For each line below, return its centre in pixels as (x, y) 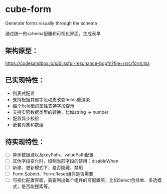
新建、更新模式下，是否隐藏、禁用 (48, 167)
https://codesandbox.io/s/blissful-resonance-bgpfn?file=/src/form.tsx (77, 63)
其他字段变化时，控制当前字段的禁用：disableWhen (65, 161)
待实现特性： (25, 142)
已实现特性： (25, 80)
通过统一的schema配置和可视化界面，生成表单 (53, 33)
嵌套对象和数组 (28, 124)
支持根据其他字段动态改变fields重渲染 (51, 99)
